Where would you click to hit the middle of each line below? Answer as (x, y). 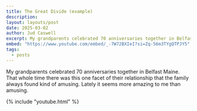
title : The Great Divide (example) (50, 11)
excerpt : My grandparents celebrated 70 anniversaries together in (90, 39)
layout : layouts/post (33, 22)
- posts (21, 55)
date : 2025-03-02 (27, 28)
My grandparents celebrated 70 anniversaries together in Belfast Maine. (93, 71)
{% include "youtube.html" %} (43, 101)
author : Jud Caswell (31, 33)
